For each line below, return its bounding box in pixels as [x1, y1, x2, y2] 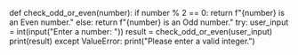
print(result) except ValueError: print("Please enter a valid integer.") [9, 35, 255, 46]
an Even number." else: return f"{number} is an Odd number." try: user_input [9, 17, 289, 27]
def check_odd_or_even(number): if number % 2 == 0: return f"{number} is [9, 8, 285, 18]
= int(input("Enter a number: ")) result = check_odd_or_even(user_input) [9, 27, 273, 36]
